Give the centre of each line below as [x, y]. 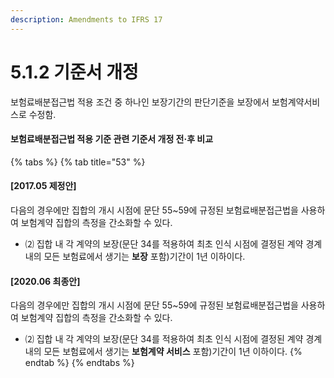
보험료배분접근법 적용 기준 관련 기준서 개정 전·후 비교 [112, 139]
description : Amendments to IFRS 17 [86, 19]
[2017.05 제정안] [43, 186]
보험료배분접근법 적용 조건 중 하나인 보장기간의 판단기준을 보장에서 [140, 102]
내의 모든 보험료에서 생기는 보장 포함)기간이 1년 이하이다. [135, 256]
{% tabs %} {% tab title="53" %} [78, 162]
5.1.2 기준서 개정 [74, 72]
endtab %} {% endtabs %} [79, 363]
